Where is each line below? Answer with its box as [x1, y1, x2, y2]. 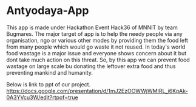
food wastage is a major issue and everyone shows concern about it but [6, 49, 187, 57]
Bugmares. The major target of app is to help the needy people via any [6, 30, 183, 37]
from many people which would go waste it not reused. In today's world [6, 43, 186, 50]
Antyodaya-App [6, 4, 89, 18]
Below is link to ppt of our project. [6, 80, 91, 88]
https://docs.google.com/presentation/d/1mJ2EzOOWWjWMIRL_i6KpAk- [6, 87, 188, 94]
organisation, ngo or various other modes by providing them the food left [6, 36, 188, 44]
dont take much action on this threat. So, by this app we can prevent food [6, 56, 190, 63]
